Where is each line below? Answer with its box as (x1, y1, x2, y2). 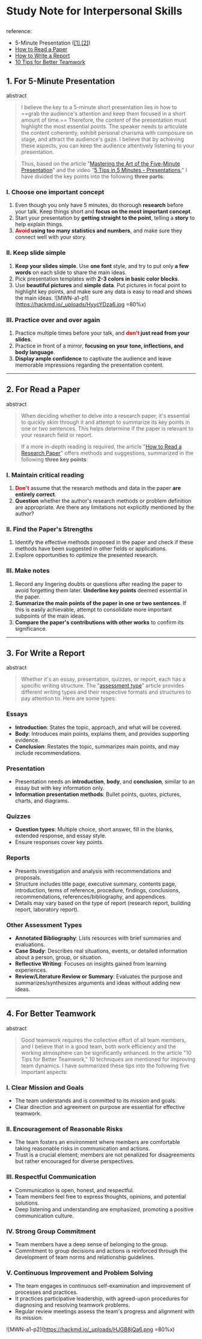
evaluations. (14, 940, 45, 948)
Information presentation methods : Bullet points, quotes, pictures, (14, 791, 182, 798)
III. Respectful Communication (6, 1173, 96, 1181)
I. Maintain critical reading (6, 471, 84, 479)
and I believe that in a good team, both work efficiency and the (20, 1043, 176, 1050)
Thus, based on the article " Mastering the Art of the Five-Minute (20, 160, 180, 167)
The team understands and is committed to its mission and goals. (14, 1097, 177, 1104)
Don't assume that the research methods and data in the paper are (14, 485, 182, 491)
